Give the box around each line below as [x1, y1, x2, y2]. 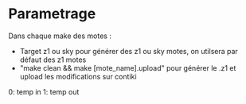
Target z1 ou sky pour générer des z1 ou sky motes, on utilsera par [19, 46, 239, 56]
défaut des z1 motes [19, 55, 87, 64]
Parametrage [8, 5, 96, 23]
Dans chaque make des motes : [8, 31, 111, 40]
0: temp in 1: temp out [8, 87, 80, 96]
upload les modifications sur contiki [19, 71, 137, 81]
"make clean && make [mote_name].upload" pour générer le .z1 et [19, 63, 236, 72]
